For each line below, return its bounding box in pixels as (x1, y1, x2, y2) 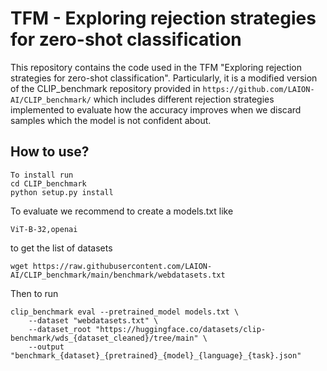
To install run (10, 170, 74, 180)
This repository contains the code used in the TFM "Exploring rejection (10, 61, 302, 73)
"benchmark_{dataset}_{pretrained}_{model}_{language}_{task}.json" (10, 350, 302, 361)
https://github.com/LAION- (202, 84, 315, 94)
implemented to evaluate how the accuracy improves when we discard (10, 103, 302, 116)
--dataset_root (28, 324, 92, 334)
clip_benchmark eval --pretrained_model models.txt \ (10, 307, 240, 317)
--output (28, 342, 65, 352)
